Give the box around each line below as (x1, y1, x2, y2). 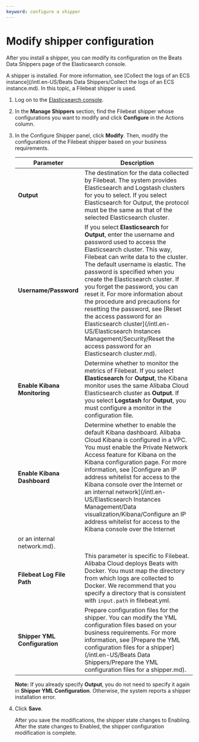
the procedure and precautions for (84, 297, 181, 305)
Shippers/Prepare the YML (84, 658, 159, 666)
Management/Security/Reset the (84, 334, 175, 343)
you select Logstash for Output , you (84, 396, 187, 405)
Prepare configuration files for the (84, 606, 179, 614)
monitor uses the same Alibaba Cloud (84, 381, 189, 390)
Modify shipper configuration (6, 34, 154, 48)
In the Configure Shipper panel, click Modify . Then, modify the (14, 132, 168, 139)
